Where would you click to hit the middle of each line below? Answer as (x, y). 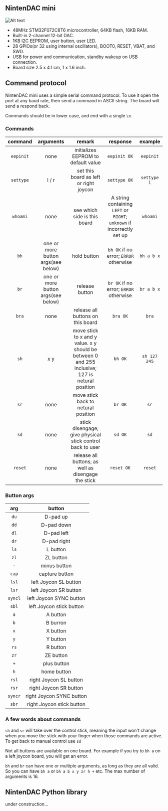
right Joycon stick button (56, 704)
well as (85, 467)
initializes (85, 150)
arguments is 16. (22, 776)
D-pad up (56, 517)
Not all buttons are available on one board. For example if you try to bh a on (83, 751)
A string (120, 198)
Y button (56, 639)
